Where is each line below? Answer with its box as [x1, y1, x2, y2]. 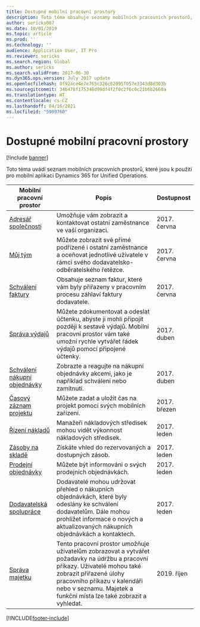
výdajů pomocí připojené [56, 345, 126, 353]
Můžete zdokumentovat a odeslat [56, 308, 150, 316]
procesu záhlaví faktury [56, 290, 123, 299]
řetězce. [101, 266, 125, 274]
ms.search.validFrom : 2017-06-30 [6, 70, 89, 76]
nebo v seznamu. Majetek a [56, 585, 134, 593]
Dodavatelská [9, 500, 48, 508]
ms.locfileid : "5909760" [6, 109, 68, 115]
